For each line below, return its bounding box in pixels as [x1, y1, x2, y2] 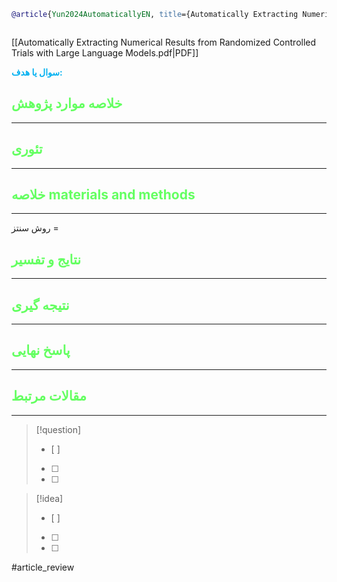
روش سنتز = [11, 222, 59, 234]
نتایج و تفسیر [11, 251, 82, 268]
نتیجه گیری [11, 296, 70, 314]
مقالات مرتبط [11, 388, 87, 405]
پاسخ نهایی [11, 342, 71, 359]
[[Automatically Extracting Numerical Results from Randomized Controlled [11, 36, 317, 48]
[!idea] [35, 492, 64, 504]
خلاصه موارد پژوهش [11, 95, 123, 112]
